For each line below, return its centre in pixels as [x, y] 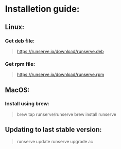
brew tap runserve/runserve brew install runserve [67, 114]
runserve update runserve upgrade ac [55, 141]
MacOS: [17, 90]
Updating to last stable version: [53, 130]
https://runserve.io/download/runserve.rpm [60, 74]
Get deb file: [20, 41]
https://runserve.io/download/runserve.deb [60, 51]
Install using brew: [27, 104]
